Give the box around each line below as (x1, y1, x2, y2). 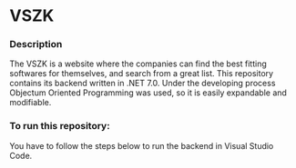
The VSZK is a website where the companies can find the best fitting (9, 58, 267, 69)
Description (9, 38, 63, 51)
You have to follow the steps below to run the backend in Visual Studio (9, 140, 274, 151)
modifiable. (9, 97, 52, 108)
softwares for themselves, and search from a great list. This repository (9, 68, 274, 79)
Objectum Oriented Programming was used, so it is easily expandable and (9, 87, 287, 98)
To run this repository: (9, 120, 111, 133)
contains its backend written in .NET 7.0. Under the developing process (9, 78, 276, 89)
